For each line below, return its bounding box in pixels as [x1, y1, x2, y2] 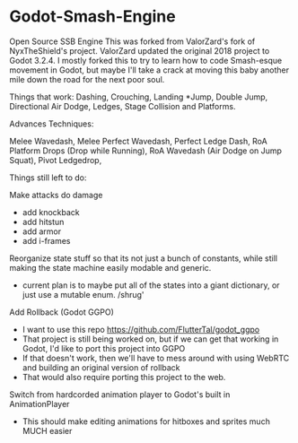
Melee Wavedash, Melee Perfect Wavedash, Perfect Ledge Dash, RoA [9, 135, 267, 146]
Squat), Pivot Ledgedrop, [9, 154, 102, 165]
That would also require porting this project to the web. [22, 371, 226, 382]
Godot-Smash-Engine [9, 6, 177, 27]
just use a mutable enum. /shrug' [22, 289, 145, 300]
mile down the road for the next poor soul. [9, 74, 165, 84]
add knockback [22, 206, 81, 217]
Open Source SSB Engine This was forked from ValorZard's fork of [9, 36, 256, 47]
